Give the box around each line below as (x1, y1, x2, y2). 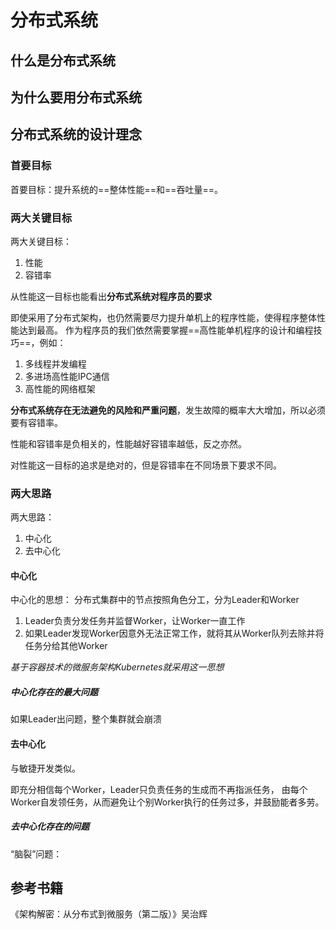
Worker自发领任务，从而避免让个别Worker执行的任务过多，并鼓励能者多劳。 (10, 796, 325, 808)
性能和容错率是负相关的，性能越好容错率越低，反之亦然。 (10, 437, 247, 450)
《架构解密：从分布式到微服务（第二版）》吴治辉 (10, 908, 208, 920)
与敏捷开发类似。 (10, 762, 81, 774)
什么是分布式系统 (10, 52, 116, 69)
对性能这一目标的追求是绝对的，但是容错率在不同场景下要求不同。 (10, 459, 282, 471)
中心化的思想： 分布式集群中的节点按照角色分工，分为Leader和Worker (10, 594, 300, 606)
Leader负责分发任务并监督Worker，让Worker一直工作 (24, 615, 246, 627)
